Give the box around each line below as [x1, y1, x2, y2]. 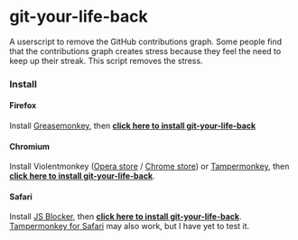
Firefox [9, 100, 37, 111]
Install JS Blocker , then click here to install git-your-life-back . [9, 211, 242, 222]
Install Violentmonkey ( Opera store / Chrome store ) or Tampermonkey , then [9, 161, 290, 172]
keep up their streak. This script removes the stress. [9, 55, 203, 66]
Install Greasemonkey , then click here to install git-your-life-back [9, 120, 256, 132]
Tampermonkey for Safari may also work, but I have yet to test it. [9, 221, 250, 232]
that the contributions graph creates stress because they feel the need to [9, 45, 282, 56]
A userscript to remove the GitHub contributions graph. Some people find [9, 36, 283, 47]
